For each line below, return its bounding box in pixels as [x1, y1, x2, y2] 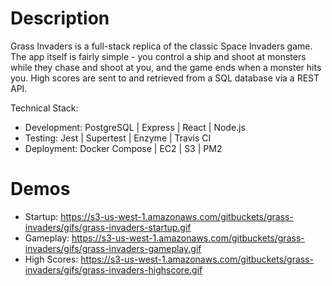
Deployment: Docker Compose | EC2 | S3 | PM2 [24, 142, 223, 154]
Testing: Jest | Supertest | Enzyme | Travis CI [24, 132, 212, 144]
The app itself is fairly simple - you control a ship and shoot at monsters [10, 50, 307, 62]
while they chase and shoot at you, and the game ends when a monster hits [10, 61, 322, 73]
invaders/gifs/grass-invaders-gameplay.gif [24, 242, 202, 254]
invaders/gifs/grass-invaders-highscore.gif [24, 263, 203, 276]
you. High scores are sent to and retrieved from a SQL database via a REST [10, 72, 320, 84]
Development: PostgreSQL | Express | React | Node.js [24, 121, 246, 133]
